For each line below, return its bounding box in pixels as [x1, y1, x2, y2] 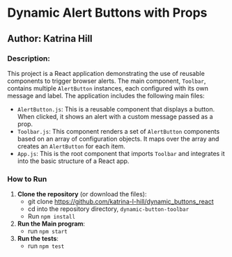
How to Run [7, 174, 47, 184]
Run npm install [27, 212, 75, 221]
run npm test [27, 242, 65, 250]
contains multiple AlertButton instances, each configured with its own [7, 84, 209, 92]
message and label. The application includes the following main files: [7, 91, 205, 100]
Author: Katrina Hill [7, 33, 93, 45]
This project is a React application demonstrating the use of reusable [7, 69, 206, 77]
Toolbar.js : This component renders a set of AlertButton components [17, 127, 220, 135]
